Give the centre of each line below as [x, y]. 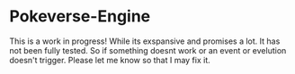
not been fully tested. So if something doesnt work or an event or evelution [148, 50]
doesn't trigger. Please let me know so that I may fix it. [110, 60]
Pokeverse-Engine [80, 16]
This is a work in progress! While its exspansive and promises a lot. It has [145, 41]
